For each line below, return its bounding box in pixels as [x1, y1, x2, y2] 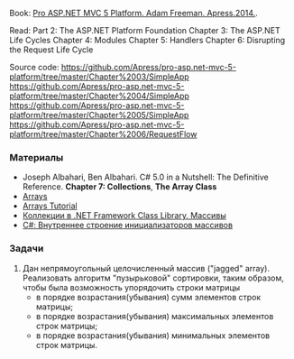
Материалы [9, 151, 64, 163]
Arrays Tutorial [22, 200, 78, 211]
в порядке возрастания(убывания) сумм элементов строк [35, 291, 262, 302]
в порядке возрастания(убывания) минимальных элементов [35, 329, 271, 341]
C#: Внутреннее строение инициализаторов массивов [22, 220, 233, 231]
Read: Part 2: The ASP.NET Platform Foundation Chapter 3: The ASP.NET [9, 25, 281, 35]
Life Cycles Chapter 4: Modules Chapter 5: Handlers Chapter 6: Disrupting [9, 35, 286, 45]
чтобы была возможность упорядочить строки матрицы [22, 281, 241, 292]
